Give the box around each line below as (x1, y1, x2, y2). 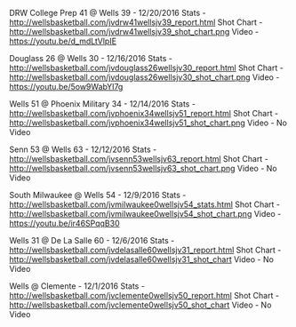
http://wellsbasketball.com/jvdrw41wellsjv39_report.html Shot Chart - (9, 17, 263, 28)
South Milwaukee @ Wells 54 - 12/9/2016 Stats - (9, 190, 187, 200)
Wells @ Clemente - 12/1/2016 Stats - (9, 281, 145, 291)
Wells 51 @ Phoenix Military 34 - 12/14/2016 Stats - (9, 99, 196, 109)
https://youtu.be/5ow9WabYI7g (9, 82, 124, 92)
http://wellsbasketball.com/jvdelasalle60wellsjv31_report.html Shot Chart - (9, 244, 282, 255)
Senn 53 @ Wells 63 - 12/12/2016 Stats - (9, 144, 157, 155)
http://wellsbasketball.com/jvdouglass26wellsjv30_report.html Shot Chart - (9, 62, 284, 73)
